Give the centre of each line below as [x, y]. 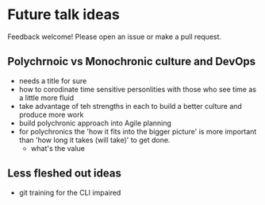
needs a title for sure [53, 80]
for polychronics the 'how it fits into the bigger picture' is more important [138, 131]
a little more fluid [46, 98]
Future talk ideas [63, 15]
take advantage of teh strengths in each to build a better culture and [131, 106]
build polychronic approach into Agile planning [95, 123]
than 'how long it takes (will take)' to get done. [94, 140]
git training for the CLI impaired [70, 192]
